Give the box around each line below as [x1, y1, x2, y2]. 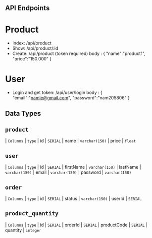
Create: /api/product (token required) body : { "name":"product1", [12, 50, 146, 56]
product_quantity [5, 210, 58, 217]
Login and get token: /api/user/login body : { [12, 90, 102, 95]
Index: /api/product [12, 40, 52, 46]
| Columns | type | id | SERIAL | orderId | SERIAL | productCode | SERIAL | [5, 222, 148, 228]
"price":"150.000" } [12, 56, 52, 62]
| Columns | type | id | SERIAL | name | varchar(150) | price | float [5, 138, 136, 144]
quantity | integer [5, 227, 42, 233]
